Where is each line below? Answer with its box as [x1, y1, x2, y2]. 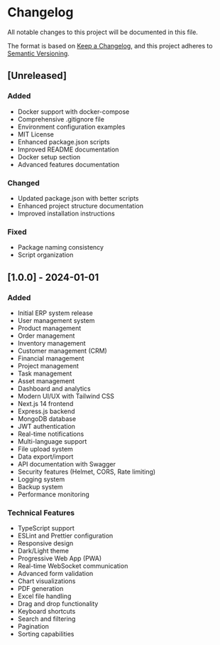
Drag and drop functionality [17, 599, 99, 608]
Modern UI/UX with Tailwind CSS [17, 392, 115, 400]
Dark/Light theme [17, 547, 70, 555]
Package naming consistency [17, 243, 104, 252]
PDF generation [17, 585, 64, 593]
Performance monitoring [17, 490, 90, 499]
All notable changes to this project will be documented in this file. [7, 28, 199, 36]
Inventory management [17, 339, 87, 347]
